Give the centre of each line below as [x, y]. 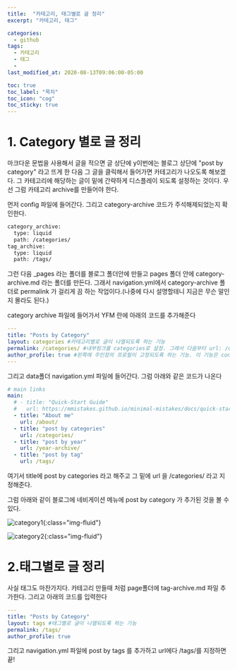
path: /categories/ [42, 240]
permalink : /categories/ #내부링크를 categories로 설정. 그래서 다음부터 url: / [118, 348]
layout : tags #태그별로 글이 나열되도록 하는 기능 [72, 623]
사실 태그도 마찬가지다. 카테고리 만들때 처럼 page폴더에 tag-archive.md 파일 [113, 588]
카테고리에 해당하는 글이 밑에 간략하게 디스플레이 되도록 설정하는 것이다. [123, 181]
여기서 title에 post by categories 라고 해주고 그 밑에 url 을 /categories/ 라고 [113, 476]
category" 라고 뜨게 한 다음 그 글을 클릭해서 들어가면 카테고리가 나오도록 [107, 172]
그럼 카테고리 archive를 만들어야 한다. [67, 190]
